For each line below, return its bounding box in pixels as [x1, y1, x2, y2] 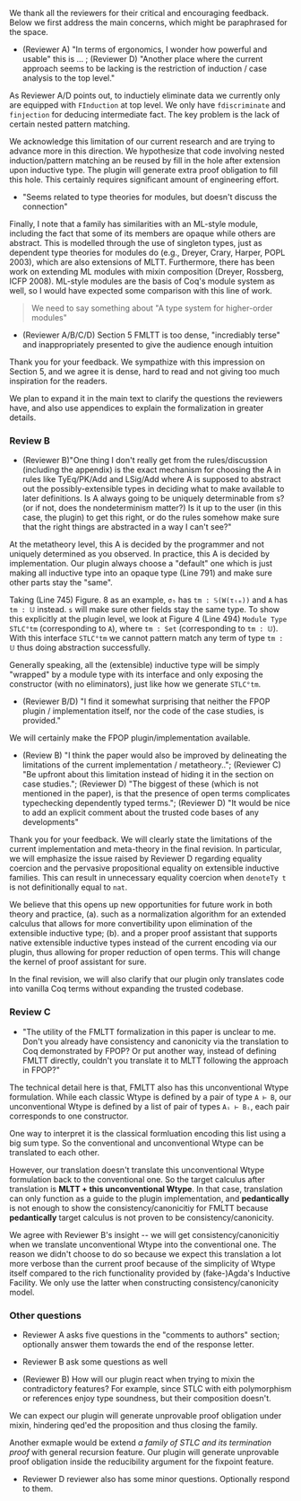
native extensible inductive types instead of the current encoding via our [9, 937, 278, 948]
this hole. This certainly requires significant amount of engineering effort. [9, 174, 279, 185]
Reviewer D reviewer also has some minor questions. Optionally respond [21, 1473, 290, 1484]
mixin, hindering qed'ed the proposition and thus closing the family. [9, 1419, 258, 1430]
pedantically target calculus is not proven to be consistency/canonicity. [9, 1212, 275, 1223]
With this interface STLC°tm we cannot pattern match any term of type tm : [9, 633, 284, 644]
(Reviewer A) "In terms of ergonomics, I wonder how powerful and [21, 44, 267, 55]
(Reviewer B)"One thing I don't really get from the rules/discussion [21, 455, 268, 466]
